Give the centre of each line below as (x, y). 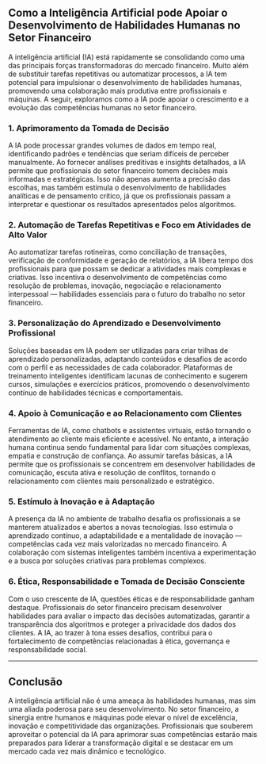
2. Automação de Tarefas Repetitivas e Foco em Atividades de (130, 225)
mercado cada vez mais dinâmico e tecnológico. (87, 751)
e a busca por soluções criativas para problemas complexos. (108, 561)
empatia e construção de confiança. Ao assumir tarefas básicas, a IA (120, 456)
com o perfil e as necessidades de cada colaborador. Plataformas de (121, 367)
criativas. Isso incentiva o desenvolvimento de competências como (118, 278)
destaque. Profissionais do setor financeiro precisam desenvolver (115, 607)
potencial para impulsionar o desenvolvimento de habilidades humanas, (125, 82)
